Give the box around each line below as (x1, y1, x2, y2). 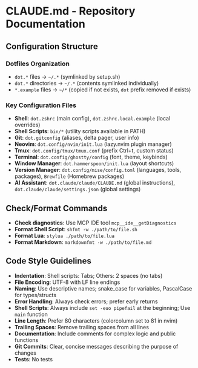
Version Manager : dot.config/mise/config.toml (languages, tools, (14, 166, 182, 174)
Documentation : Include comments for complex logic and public (14, 330, 176, 337)
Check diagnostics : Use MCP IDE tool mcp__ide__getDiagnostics (14, 219, 177, 226)
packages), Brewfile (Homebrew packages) (14, 172, 125, 180)
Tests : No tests (14, 355, 53, 363)
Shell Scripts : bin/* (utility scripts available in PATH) (14, 128, 146, 135)
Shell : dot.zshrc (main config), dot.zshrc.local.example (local (14, 115, 171, 122)
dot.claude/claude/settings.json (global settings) (14, 186, 141, 193)
